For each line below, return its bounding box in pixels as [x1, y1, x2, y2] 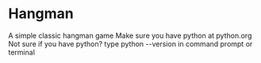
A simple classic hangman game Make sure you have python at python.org [8, 31, 252, 40]
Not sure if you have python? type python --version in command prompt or [8, 39, 253, 48]
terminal [8, 47, 36, 57]
